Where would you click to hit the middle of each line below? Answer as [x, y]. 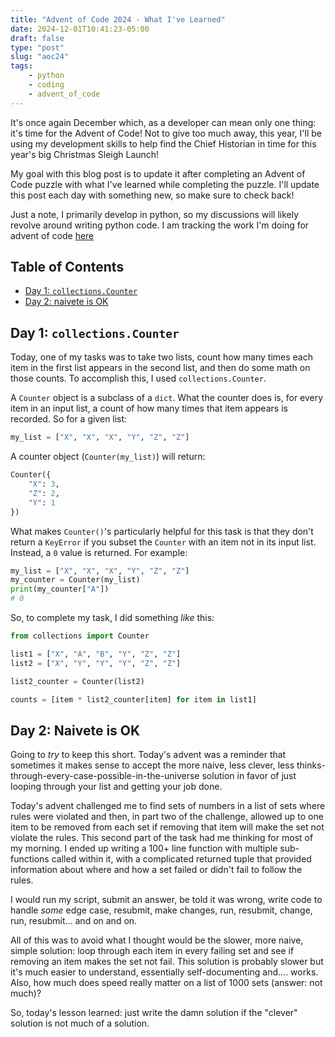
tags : [21, 66]
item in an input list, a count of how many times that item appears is [149, 408]
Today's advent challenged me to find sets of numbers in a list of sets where [168, 806]
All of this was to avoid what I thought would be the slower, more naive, [157, 940]
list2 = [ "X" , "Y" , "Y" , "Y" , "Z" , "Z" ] [96, 663]
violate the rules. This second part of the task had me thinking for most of [162, 838]
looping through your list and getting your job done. [116, 787]
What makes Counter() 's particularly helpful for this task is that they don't [162, 531]
